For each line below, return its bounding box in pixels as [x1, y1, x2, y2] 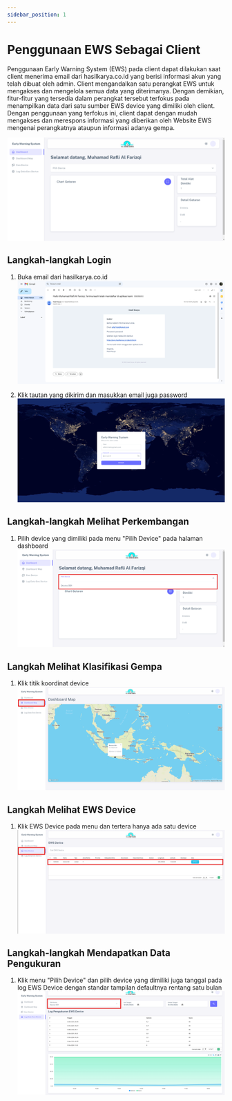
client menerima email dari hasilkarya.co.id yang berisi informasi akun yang [7, 72, 222, 80]
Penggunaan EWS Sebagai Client [7, 41, 201, 57]
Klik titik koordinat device [17, 678, 89, 687]
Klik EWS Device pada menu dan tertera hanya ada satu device [17, 822, 197, 830]
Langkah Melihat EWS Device [7, 804, 136, 815]
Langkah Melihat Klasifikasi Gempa [7, 660, 162, 672]
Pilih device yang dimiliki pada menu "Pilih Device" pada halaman [17, 534, 203, 542]
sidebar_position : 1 [7, 11, 67, 18]
